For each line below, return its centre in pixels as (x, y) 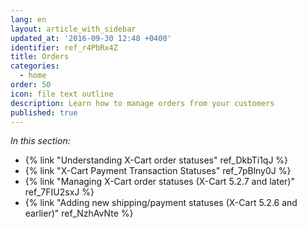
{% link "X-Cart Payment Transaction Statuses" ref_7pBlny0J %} (158, 171)
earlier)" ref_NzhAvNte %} (79, 213)
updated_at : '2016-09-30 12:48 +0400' (91, 38)
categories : (35, 66)
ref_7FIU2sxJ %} (59, 192)
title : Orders (40, 57)
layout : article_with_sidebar (73, 29)
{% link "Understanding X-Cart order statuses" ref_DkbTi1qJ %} (156, 160)
